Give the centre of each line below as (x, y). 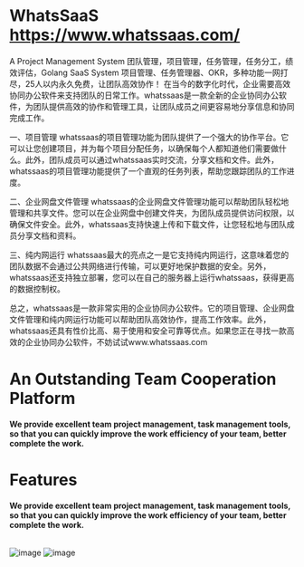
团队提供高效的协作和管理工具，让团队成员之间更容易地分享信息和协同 (164, 106)
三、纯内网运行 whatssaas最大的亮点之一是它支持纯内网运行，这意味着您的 (149, 255)
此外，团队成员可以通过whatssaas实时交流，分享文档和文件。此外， (152, 159)
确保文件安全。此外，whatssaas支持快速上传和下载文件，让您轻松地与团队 (148, 224)
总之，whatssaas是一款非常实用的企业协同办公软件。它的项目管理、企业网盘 (152, 308)
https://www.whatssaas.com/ (125, 35)
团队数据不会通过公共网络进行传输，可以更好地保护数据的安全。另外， (140, 266)
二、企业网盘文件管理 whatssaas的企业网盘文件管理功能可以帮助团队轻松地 (149, 201)
